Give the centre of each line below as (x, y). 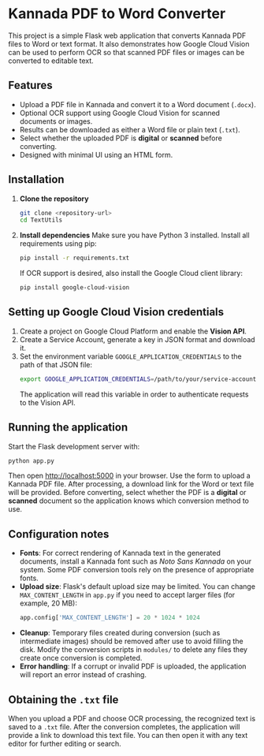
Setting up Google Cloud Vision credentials (116, 312)
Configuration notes (59, 534)
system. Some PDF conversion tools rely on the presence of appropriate (137, 570)
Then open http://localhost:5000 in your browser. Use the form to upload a (129, 476)
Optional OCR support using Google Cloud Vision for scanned (120, 113)
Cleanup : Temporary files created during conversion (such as (120, 633)
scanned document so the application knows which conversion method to (129, 501)
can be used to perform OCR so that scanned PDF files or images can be (126, 52)
